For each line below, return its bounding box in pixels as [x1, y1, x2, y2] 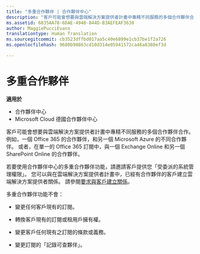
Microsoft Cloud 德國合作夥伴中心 [14, 115, 98, 123]
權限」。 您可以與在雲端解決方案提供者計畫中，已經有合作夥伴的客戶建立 [11, 170, 187, 177]
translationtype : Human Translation [6, 31, 97, 37]
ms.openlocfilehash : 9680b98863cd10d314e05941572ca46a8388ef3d [6, 42, 167, 48]
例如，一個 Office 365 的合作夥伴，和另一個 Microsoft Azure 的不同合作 [6, 135, 182, 143]
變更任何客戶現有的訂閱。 [14, 203, 78, 210]
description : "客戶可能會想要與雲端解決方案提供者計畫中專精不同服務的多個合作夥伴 [6, 14, 190, 20]
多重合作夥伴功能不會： [6, 190, 64, 197]
